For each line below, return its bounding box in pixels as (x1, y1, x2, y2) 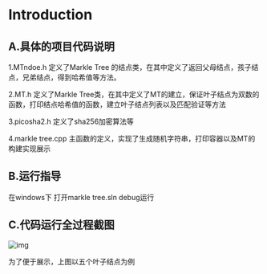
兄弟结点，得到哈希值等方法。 (22, 72, 121, 82)
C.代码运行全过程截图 (8, 219, 115, 232)
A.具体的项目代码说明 (8, 39, 115, 53)
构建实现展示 (8, 144, 51, 153)
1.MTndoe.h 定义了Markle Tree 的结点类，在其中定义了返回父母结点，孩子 (8, 63, 252, 72)
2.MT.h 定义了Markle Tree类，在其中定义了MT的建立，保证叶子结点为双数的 (8, 90, 260, 99)
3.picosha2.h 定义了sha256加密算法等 (8, 117, 135, 126)
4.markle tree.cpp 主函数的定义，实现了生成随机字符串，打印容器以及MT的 (8, 134, 256, 143)
